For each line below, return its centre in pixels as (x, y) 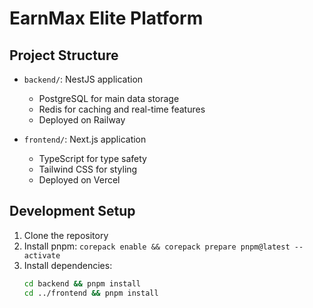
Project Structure (64, 55)
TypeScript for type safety (92, 158)
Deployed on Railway (82, 120)
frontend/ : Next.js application (85, 139)
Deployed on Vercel (79, 180)
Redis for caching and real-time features (122, 109)
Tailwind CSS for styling (88, 169)
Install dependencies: (68, 265)
